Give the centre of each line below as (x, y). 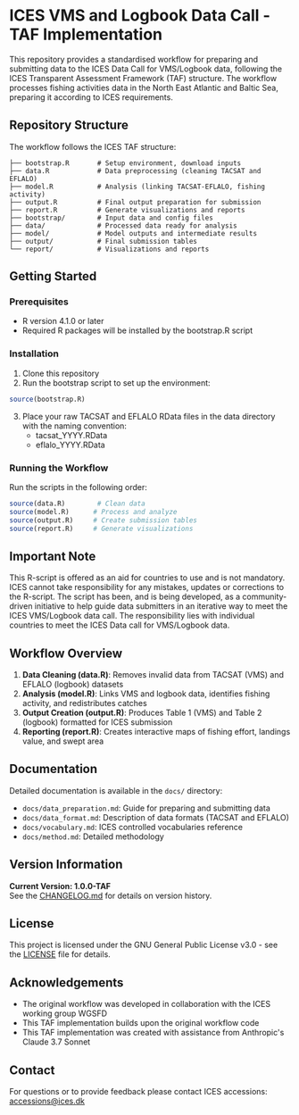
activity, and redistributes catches (84, 703)
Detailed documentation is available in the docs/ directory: (116, 790)
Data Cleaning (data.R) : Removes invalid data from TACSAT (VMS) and (153, 675)
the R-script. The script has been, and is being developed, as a (125, 597)
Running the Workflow (59, 468)
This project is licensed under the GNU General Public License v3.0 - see (144, 945)
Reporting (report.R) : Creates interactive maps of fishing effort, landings (156, 732)
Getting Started (53, 276)
